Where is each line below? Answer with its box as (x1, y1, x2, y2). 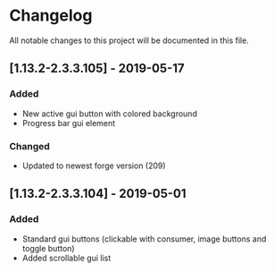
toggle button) (21, 242, 75, 253)
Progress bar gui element (21, 117, 116, 128)
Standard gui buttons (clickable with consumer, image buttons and (21, 234, 267, 244)
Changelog (9, 5, 93, 26)
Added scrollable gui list (21, 252, 112, 263)
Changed (9, 140, 51, 152)
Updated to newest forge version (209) (21, 160, 167, 171)
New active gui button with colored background (21, 108, 198, 119)
